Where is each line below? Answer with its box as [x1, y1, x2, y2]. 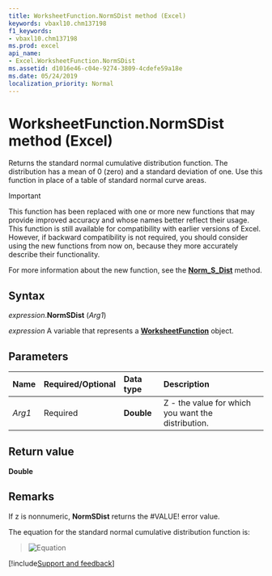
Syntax [8, 289, 45, 303]
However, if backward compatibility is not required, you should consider [8, 232, 249, 243]
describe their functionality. [8, 250, 100, 260]
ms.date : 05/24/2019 [8, 72, 79, 80]
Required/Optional [43, 379, 116, 390]
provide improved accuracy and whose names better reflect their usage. [8, 215, 249, 225]
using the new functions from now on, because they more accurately [8, 241, 239, 251]
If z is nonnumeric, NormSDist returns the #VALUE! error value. [8, 511, 220, 521]
